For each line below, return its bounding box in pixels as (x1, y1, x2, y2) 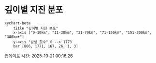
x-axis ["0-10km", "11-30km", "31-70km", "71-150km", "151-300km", (13, 30, 152, 35)
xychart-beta (4, 20, 31, 26)
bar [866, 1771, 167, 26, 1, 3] (13, 44, 78, 48)
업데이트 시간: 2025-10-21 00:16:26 (4, 53, 73, 59)
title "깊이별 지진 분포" (13, 26, 58, 31)
